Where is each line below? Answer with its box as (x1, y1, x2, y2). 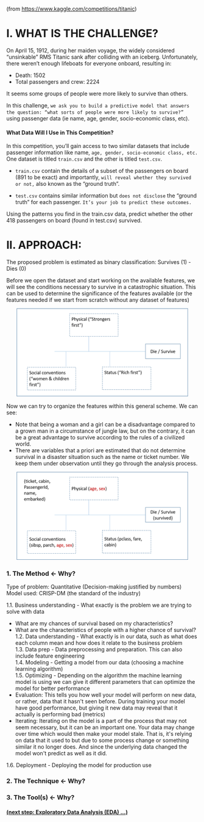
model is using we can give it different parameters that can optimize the (15, 678, 195, 686)
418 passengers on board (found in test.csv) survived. (6, 217, 142, 224)
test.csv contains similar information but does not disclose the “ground (15, 192, 197, 199)
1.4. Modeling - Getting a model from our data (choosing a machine (15, 659, 184, 666)
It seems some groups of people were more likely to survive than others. (6, 90, 188, 97)
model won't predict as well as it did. (15, 750, 108, 757)
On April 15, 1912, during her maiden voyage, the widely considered (6, 46, 175, 54)
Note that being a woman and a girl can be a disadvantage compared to (15, 421, 195, 428)
